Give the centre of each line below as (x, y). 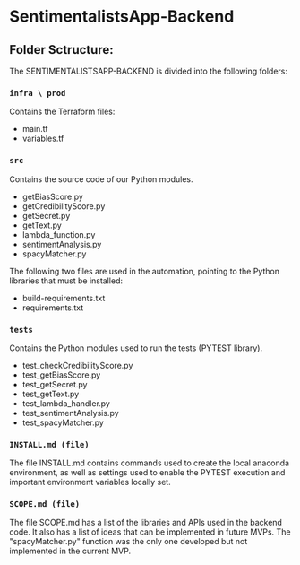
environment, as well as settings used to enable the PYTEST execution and (147, 473)
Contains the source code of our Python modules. (101, 179)
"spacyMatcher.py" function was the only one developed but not (129, 542)
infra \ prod (38, 93)
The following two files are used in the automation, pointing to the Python (145, 271)
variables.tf (43, 139)
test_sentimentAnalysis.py (70, 413)
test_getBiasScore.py (61, 375)
